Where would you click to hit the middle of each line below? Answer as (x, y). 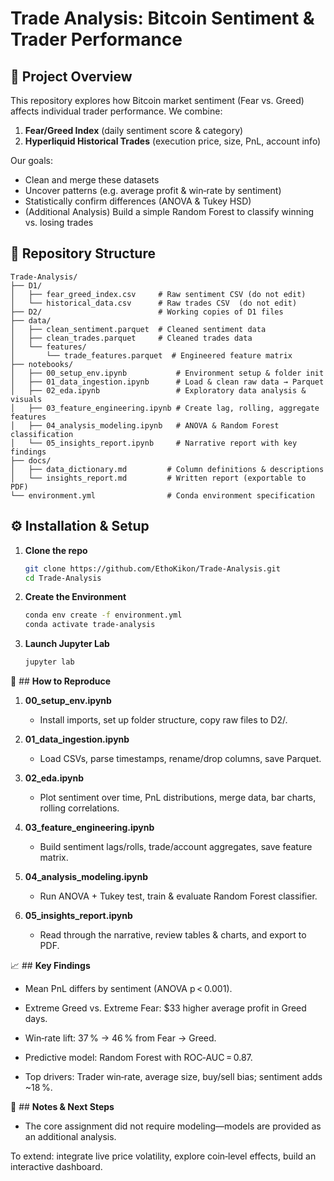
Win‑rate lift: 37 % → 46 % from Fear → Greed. (120, 1038)
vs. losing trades (59, 222)
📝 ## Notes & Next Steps (62, 1106)
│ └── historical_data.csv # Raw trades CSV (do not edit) (154, 303)
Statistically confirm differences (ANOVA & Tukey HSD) (138, 201)
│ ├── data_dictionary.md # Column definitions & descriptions (167, 469)
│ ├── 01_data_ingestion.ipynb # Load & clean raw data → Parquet (167, 382)
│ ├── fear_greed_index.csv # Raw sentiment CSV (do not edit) (158, 294)
